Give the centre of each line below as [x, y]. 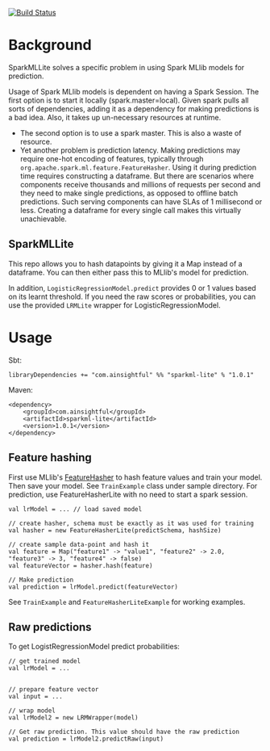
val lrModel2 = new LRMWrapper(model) [73, 718]
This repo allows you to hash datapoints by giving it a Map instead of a [126, 263]
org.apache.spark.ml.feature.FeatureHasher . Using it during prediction [138, 167]
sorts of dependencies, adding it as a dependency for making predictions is [134, 108]
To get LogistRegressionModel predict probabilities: [94, 647]
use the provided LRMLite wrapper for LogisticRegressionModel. [114, 305]
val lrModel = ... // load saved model [75, 509]
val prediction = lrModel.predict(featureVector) [93, 587]
